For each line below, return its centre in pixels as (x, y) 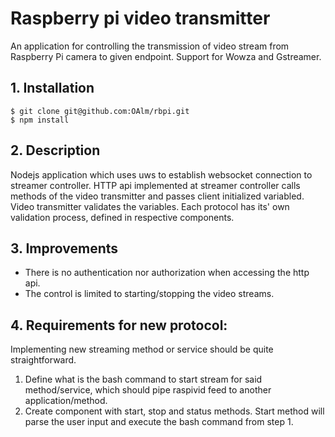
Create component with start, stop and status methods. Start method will (174, 411)
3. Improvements (64, 248)
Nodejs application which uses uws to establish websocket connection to (161, 174)
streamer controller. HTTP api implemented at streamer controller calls (155, 185)
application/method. (66, 401)
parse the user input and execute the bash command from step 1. (159, 422)
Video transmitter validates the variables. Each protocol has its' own (150, 206)
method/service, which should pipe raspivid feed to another (148, 390)
